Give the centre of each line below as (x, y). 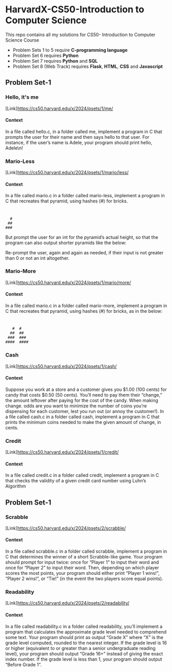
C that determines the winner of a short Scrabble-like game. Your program (84, 557)
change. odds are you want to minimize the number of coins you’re (76, 406)
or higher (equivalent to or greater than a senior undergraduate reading (80, 648)
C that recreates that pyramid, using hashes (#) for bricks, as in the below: (84, 311)
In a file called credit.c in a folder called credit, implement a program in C (82, 475)
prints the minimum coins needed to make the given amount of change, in (83, 422)
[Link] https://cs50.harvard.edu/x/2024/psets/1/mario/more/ (68, 282)
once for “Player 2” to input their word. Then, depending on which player (82, 568)
